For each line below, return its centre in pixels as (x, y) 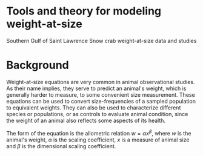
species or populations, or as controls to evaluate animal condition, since (97, 114)
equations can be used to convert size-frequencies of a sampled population (101, 101)
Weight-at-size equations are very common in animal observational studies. (101, 82)
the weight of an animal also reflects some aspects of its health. (86, 120)
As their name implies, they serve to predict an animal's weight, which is (96, 88)
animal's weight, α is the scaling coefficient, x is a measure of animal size (98, 140)
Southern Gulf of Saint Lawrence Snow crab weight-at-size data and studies (101, 41)
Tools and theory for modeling (84, 11)
